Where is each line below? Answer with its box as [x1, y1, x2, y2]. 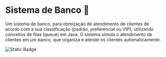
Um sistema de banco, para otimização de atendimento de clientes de [5, 21, 149, 27]
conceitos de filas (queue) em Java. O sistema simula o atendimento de [5, 31, 152, 37]
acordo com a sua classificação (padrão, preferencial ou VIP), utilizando [5, 26, 154, 32]
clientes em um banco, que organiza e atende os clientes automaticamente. [5, 37, 161, 43]
